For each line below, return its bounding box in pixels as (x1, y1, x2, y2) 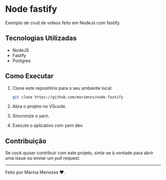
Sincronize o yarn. (12, 113, 49, 119)
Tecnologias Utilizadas (5, 34, 77, 42)
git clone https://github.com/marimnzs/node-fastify (12, 95, 124, 100)
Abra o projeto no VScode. (12, 104, 67, 109)
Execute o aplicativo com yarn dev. (12, 122, 84, 129)
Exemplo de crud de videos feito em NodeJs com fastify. (5, 20, 121, 26)
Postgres (12, 58, 31, 64)
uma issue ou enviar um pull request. (5, 155, 81, 161)
